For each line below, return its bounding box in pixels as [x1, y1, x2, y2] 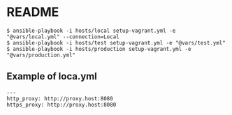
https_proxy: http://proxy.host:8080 [6, 101, 117, 108]
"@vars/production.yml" [6, 52, 76, 59]
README [6, 4, 59, 20]
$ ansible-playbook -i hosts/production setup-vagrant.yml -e [6, 45, 191, 52]
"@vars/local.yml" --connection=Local [6, 33, 119, 40]
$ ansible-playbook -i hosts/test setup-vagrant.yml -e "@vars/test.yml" [6, 39, 226, 46]
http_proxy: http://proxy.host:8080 [6, 95, 113, 102]
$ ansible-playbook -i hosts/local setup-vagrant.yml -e [6, 27, 176, 34]
